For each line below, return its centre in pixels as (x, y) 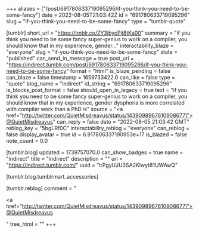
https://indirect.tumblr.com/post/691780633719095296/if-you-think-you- (98, 65)
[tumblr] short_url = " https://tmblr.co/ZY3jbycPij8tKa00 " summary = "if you (98, 33)
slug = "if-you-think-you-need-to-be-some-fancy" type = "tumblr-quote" (96, 21)
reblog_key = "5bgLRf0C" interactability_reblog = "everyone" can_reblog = (98, 128)
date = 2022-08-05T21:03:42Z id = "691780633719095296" (116, 15)
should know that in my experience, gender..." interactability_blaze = (90, 45)
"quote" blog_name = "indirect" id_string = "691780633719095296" (89, 84)
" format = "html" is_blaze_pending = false (119, 71)
